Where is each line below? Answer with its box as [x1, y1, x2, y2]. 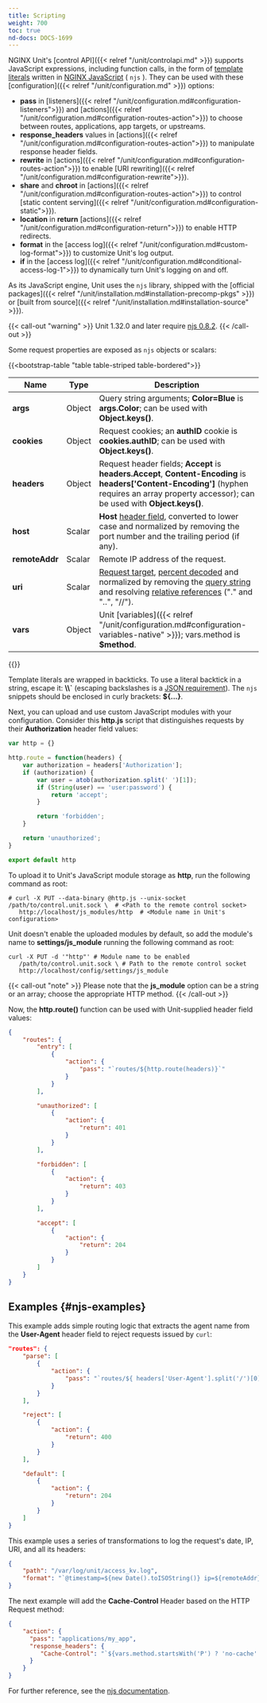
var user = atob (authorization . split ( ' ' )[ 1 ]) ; [37, 776, 197, 784]
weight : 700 [8, 19, 48, 27]
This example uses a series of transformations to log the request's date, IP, [8, 1535, 254, 1546]
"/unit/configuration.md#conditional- [122, 257, 242, 266]
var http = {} [8, 740, 56, 748]
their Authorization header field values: [8, 724, 139, 733]
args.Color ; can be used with [99, 403, 208, 414]
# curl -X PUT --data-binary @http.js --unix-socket [8, 894, 187, 902]
